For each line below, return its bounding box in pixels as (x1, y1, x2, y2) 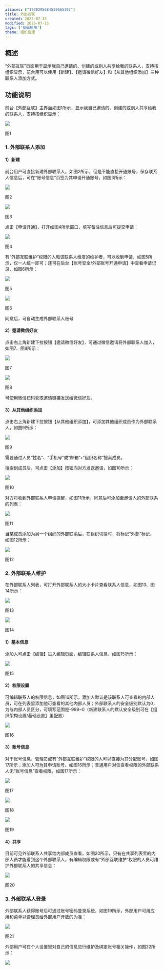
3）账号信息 (5, 744, 30, 750)
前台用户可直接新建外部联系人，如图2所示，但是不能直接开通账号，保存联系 (5, 168, 158, 174)
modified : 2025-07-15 (5, 20, 49, 26)
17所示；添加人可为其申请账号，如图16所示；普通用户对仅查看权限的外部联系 (5, 762, 159, 768)
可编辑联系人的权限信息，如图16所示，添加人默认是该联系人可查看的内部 (5, 694, 151, 700)
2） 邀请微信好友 (5, 327, 38, 333)
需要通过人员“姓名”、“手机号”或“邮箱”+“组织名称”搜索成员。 (5, 455, 125, 461)
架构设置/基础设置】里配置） (9, 712, 67, 718)
